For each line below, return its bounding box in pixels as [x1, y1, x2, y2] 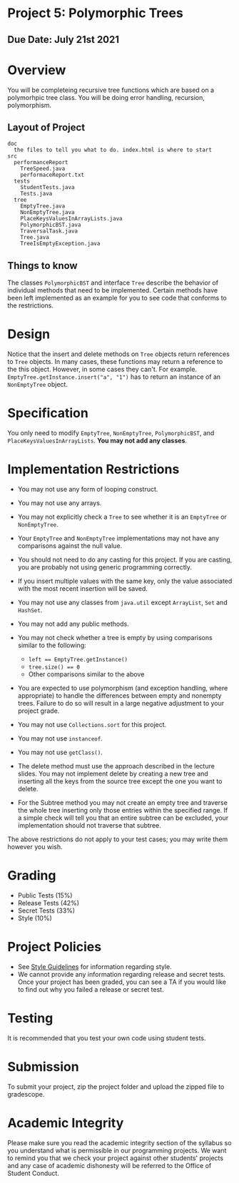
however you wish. [7, 842, 63, 851]
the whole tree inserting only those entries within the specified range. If [17, 806, 228, 814]
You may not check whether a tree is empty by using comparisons [17, 633, 213, 641]
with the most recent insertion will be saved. [17, 584, 148, 593]
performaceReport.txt [20, 171, 84, 179]
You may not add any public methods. [17, 619, 130, 628]
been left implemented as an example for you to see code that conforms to [7, 294, 227, 303]
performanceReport [14, 159, 69, 166]
